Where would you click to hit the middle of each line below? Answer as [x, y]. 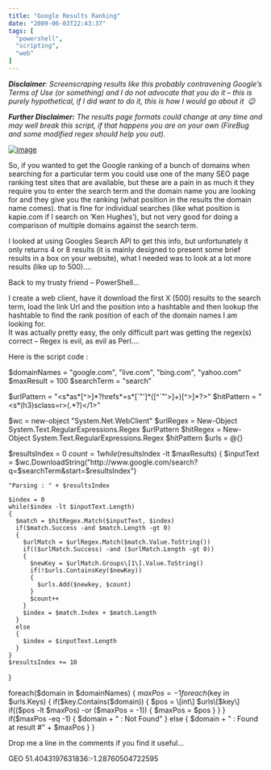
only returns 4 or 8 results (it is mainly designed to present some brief [125, 249]
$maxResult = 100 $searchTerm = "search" [80, 381]
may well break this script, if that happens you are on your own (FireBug [129, 125]
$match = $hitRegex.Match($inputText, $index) [95, 521]
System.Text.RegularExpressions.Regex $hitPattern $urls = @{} [138, 438]
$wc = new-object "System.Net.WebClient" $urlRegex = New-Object [123, 420]
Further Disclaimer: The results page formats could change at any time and [135, 116]
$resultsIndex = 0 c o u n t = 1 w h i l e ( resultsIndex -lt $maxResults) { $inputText [134, 453]
